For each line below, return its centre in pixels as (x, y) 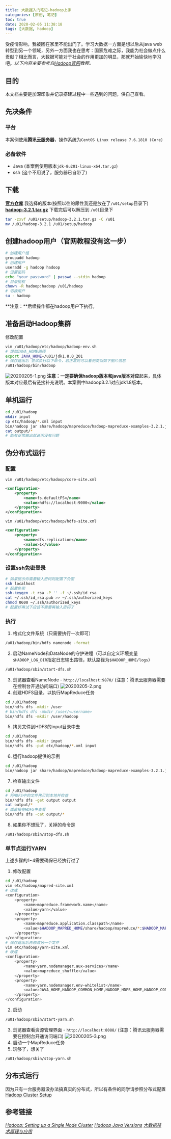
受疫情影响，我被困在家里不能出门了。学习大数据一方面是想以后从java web (84, 44)
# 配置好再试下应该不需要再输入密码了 (40, 607)
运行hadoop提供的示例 (36, 756)
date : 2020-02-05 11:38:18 (34, 24)
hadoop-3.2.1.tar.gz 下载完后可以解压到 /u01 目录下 (59, 209)
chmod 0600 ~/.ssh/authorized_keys (43, 603)
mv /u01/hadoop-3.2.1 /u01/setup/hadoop (49, 224)
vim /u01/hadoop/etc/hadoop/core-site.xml (51, 480)
